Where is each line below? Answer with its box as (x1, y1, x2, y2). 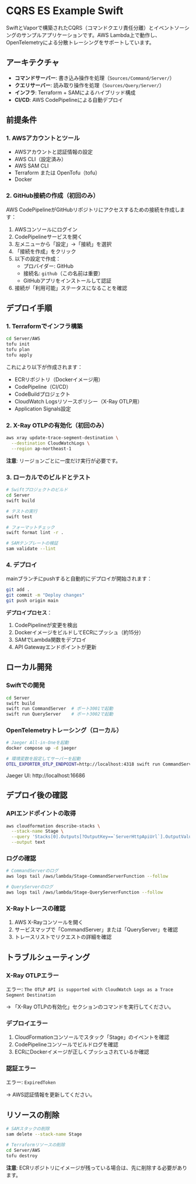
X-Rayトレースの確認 (6, 904, 66, 912)
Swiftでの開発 (6, 681, 45, 689)
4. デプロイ (6, 560, 37, 569)
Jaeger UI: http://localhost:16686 (6, 772, 86, 779)
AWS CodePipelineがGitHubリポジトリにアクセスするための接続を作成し (6, 206, 180, 213)
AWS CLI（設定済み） (14, 156, 67, 163)
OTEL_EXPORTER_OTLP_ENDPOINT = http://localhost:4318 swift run (6, 761, 160, 768)
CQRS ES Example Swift (6, 4, 124, 18)
